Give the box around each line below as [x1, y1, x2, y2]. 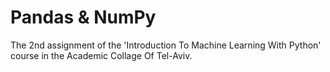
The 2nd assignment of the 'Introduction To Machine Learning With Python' [10, 39, 322, 51]
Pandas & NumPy [10, 6, 157, 29]
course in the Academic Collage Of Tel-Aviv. [10, 49, 193, 61]
